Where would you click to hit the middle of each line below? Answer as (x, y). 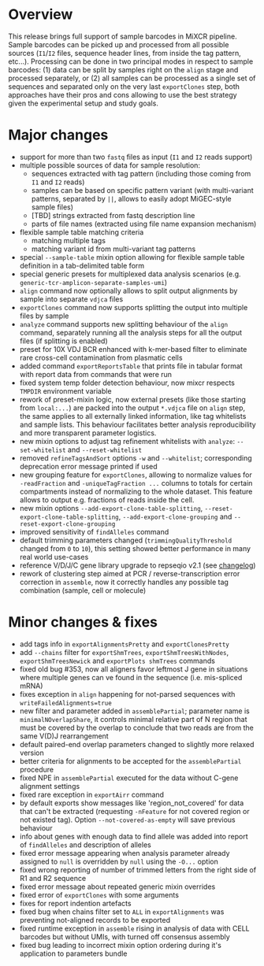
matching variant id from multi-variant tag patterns (113, 249)
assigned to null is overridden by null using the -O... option (119, 861)
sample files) (52, 207)
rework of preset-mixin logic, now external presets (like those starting (133, 399)
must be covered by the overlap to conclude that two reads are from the (136, 727)
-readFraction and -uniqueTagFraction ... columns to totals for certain (136, 483)
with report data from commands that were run (95, 374)
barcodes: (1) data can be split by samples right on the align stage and (123, 69)
